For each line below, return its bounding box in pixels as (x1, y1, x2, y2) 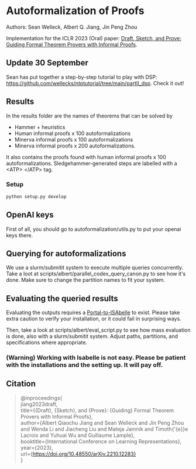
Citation (6, 379, 36, 389)
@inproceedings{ (20, 394, 63, 401)
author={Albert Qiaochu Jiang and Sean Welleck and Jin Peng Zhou (20, 419, 184, 426)
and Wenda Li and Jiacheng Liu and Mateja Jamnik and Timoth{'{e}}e (20, 425, 188, 432)
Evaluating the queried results (6, 294, 118, 304)
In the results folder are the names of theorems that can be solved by (6, 112, 173, 119)
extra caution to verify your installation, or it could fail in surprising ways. (6, 315, 181, 322)
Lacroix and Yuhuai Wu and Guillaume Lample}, (20, 432, 135, 439)
